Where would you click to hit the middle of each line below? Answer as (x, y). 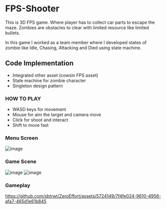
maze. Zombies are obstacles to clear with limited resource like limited (77, 27)
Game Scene (21, 161)
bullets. (13, 33)
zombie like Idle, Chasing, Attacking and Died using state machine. (73, 48)
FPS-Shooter (32, 9)
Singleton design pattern (38, 86)
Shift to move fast (30, 125)
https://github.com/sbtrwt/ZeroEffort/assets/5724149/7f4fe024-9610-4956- (83, 196)
